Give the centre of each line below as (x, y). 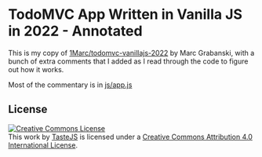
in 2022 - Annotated (75, 31)
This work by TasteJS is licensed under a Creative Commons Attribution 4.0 (131, 137)
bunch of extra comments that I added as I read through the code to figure (128, 61)
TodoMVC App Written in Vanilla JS (126, 15)
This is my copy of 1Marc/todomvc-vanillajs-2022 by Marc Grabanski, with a (131, 53)
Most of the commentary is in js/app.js (70, 85)
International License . (43, 145)
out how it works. (36, 69)
